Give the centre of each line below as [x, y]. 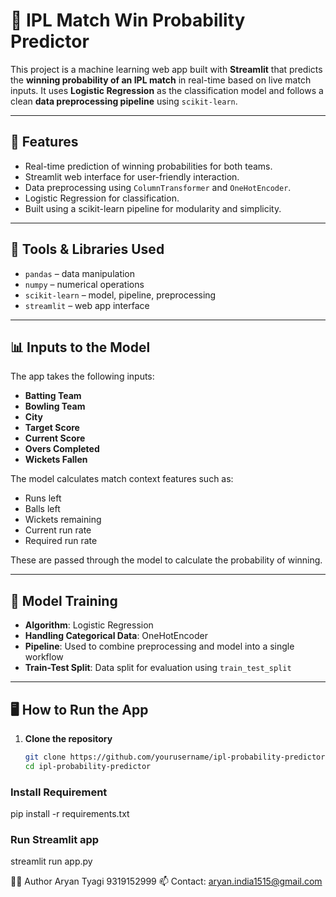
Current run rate [58, 530]
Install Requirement [59, 792]
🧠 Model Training [64, 600]
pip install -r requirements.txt [70, 814]
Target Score [52, 428]
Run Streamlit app [55, 839]
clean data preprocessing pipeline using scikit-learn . [124, 101]
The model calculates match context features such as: [122, 479]
